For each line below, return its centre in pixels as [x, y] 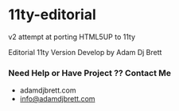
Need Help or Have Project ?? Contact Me [89, 73]
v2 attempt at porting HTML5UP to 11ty [72, 37]
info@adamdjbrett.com [57, 99]
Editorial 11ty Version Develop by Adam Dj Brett [85, 52]
